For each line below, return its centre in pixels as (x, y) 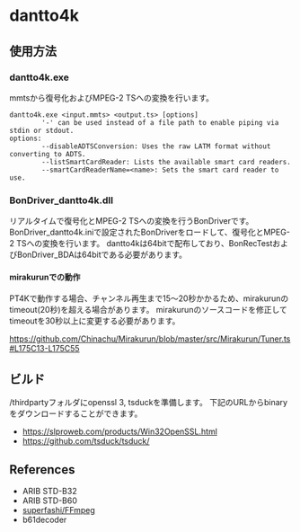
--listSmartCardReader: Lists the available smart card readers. (167, 162)
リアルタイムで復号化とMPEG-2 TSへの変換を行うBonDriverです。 (132, 221)
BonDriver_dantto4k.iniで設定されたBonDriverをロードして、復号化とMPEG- (150, 232)
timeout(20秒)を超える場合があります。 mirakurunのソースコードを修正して (148, 310)
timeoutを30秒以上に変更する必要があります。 (95, 321)
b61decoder (44, 519)
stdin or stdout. (42, 130)
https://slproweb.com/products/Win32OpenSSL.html (120, 431)
